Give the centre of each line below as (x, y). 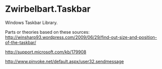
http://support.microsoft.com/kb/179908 (46, 52)
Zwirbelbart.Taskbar (48, 9)
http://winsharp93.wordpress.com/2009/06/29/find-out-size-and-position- (81, 37)
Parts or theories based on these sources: (47, 32)
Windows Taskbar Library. (31, 23)
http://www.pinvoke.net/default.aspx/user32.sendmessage (64, 61)
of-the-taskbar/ (21, 42)
